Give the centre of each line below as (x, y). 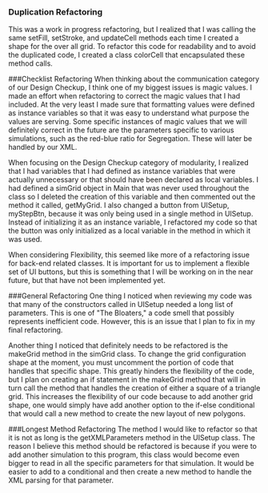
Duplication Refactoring (56, 12)
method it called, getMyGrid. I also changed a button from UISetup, (119, 205)
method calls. (31, 63)
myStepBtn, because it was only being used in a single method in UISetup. (131, 214)
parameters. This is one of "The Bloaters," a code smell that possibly (121, 313)
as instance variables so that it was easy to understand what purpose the (129, 113)
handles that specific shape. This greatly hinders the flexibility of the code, (131, 371)
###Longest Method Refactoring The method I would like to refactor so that (133, 429)
